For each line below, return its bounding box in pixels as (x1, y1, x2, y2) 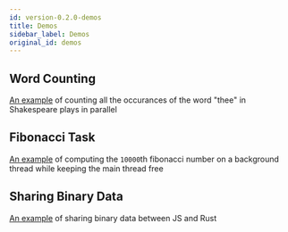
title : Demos (9, 21, 58, 30)
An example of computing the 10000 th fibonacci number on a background (9, 153, 280, 164)
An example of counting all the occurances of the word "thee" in (9, 95, 247, 105)
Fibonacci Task (9, 130, 96, 145)
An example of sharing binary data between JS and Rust (9, 212, 217, 223)
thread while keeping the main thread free (9, 162, 164, 174)
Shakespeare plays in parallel (9, 104, 118, 115)
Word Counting (9, 70, 97, 86)
